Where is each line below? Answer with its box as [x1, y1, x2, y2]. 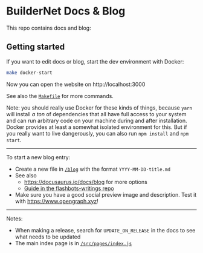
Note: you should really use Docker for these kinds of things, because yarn [6, 104, 193, 111]
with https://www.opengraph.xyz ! [14, 197, 98, 205]
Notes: [6, 215, 23, 222]
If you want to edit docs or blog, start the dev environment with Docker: [6, 57, 184, 65]
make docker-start [6, 70, 53, 76]
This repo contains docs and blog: [6, 24, 92, 31]
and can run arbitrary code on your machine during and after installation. [6, 117, 187, 124]
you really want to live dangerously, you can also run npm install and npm [6, 130, 189, 137]
